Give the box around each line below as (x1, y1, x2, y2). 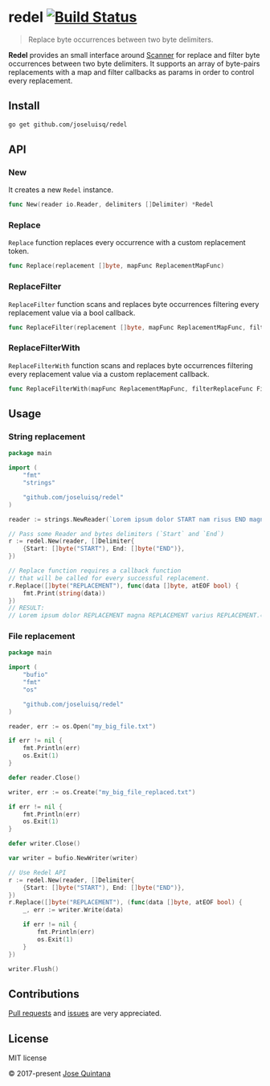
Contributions (8, 987, 80, 1001)
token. (8, 246, 30, 256)
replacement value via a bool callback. (8, 308, 136, 318)
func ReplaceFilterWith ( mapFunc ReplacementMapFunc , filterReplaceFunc (8, 384, 253, 393)
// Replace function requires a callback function (8, 567, 182, 575)
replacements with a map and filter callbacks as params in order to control (8, 67, 255, 76)
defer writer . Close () (8, 840, 81, 848)
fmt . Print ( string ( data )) (22, 589, 106, 597)
